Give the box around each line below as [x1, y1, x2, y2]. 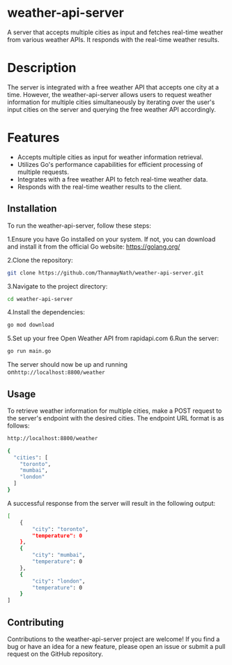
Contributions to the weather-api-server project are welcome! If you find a [7, 635, 220, 643]
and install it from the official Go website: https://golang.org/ [7, 242, 180, 251]
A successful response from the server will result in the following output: [7, 499, 216, 507]
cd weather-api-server [7, 295, 73, 302]
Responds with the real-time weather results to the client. [17, 182, 183, 191]
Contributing [7, 616, 64, 628]
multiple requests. [17, 168, 70, 176]
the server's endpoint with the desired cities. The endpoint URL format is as [7, 414, 224, 422]
